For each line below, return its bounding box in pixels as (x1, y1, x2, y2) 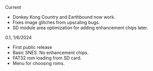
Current (5, 5, 22, 10)
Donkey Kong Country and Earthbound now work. (12, 14, 115, 20)
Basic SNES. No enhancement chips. (12, 50, 89, 55)
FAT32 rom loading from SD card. (12, 55, 82, 61)
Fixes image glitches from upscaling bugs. (12, 20, 100, 25)
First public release (12, 44, 53, 50)
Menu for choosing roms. (12, 60, 65, 66)
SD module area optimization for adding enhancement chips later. (12, 25, 148, 31)
